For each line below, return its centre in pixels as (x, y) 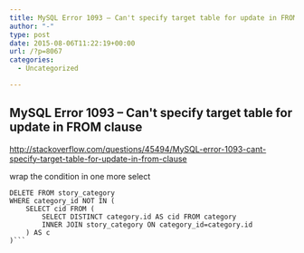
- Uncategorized (48, 69)
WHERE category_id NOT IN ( (62, 200)
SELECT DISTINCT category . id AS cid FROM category (139, 217)
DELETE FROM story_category (62, 193)
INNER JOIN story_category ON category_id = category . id (147, 224)
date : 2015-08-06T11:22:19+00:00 (72, 43)
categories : (32, 60)
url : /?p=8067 (36, 52)
